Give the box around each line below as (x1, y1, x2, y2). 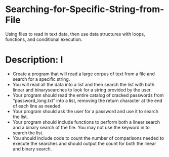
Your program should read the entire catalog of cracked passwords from (12, 92, 164, 98)
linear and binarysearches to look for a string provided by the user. (12, 87, 152, 93)
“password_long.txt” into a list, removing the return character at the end (12, 97, 162, 103)
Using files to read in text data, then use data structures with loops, (5, 31, 145, 37)
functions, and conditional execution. (5, 36, 82, 42)
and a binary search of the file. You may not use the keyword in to (12, 124, 150, 130)
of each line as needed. (12, 102, 62, 109)
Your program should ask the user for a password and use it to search (12, 108, 158, 114)
